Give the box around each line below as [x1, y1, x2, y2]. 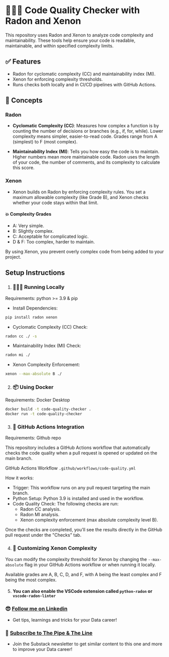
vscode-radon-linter [12, 593, 56, 599]
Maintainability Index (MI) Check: [12, 343, 82, 349]
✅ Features [5, 58, 41, 66]
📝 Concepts [5, 96, 43, 105]
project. [5, 254, 22, 260]
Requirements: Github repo [5, 435, 62, 441]
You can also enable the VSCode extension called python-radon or [12, 588, 153, 594]
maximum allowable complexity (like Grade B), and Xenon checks [12, 194, 149, 200]
